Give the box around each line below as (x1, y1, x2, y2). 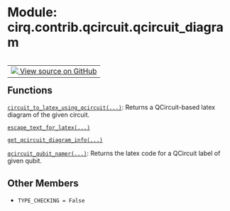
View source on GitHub (20, 66, 97, 76)
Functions (7, 84, 53, 96)
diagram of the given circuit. (7, 110, 90, 119)
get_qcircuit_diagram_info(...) (7, 137, 103, 144)
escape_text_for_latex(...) (7, 125, 91, 132)
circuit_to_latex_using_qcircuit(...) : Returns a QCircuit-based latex (7, 103, 215, 112)
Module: (7, 4, 57, 21)
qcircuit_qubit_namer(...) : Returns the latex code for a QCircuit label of (7, 149, 221, 158)
